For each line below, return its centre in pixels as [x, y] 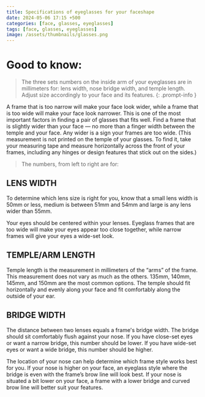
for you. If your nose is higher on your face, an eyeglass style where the [97, 368]
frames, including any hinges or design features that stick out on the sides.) [102, 152]
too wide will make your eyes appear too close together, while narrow [94, 229]
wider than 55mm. [29, 211]
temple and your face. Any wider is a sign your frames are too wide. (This [99, 133]
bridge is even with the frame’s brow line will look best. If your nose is [94, 374]
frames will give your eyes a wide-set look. [60, 236]
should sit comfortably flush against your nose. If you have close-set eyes [99, 336]
